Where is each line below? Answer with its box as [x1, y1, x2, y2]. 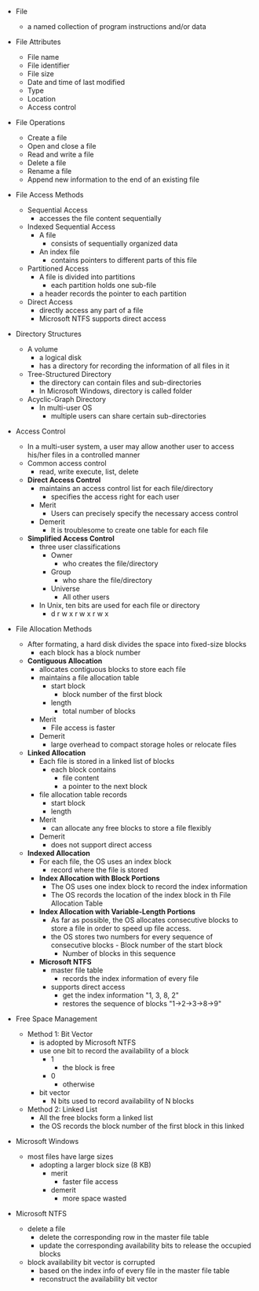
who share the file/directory [62, 576, 153, 585]
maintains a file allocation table [38, 673, 140, 682]
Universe [50, 584, 80, 593]
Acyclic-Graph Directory [27, 395, 107, 404]
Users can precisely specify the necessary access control [50, 509, 239, 518]
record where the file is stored [50, 865, 149, 874]
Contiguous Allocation [27, 656, 103, 666]
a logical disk [38, 353, 82, 362]
